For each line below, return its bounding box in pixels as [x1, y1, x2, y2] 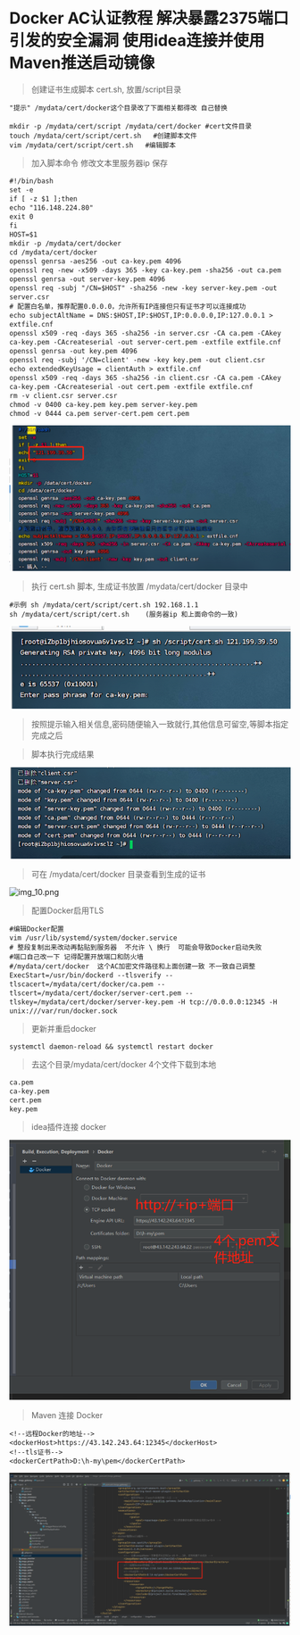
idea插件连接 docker [30, 1122, 107, 1133]
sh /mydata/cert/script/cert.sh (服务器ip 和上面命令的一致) [9, 610, 238, 619]
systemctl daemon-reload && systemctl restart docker [9, 1042, 214, 1051]
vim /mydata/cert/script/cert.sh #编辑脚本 [9, 140, 177, 150]
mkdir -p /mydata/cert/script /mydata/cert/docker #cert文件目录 [9, 121, 253, 130]
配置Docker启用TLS [30, 905, 104, 916]
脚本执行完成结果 [30, 749, 95, 759]
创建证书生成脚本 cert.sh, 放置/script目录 [30, 84, 182, 95]
